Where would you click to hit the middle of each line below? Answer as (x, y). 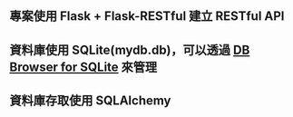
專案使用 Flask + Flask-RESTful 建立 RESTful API (147, 16)
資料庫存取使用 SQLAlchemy (90, 101)
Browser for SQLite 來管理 (83, 67)
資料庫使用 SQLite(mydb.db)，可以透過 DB (130, 49)
